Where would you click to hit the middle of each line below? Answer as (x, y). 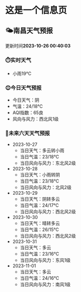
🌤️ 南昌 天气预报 (29, 31)
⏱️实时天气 (18, 60)
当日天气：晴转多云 (40, 223)
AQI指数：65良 (28, 112)
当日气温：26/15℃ (39, 229)
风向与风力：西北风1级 (35, 119)
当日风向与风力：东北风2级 (48, 163)
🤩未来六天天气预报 (28, 133)
